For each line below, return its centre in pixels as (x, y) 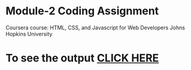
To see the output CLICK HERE (82, 58)
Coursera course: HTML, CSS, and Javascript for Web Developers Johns (95, 28)
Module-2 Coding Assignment (82, 11)
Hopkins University (29, 34)
